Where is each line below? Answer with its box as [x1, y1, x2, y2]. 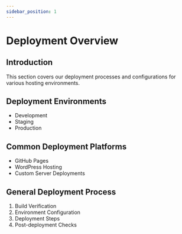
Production [14, 124, 42, 131]
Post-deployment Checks [14, 222, 77, 229]
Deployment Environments [6, 97, 106, 107]
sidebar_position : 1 [6, 8, 57, 15]
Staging [14, 118, 34, 126]
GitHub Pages [14, 157, 49, 164]
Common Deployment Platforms [6, 141, 127, 151]
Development [14, 112, 48, 119]
